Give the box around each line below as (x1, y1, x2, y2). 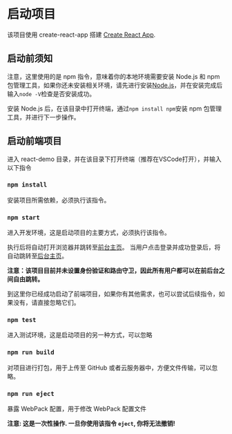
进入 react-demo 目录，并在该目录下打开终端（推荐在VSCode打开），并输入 (7, 155, 222, 163)
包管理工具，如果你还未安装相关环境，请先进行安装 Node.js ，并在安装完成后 (7, 81, 223, 89)
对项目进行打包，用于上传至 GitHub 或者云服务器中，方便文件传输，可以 (7, 364, 212, 372)
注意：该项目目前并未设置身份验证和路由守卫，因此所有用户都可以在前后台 (7, 267, 219, 275)
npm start (7, 214, 40, 221)
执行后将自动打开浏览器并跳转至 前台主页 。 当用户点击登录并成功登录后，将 (7, 243, 221, 252)
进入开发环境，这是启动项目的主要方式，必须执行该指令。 (7, 229, 171, 237)
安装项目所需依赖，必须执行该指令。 (7, 196, 110, 204)
